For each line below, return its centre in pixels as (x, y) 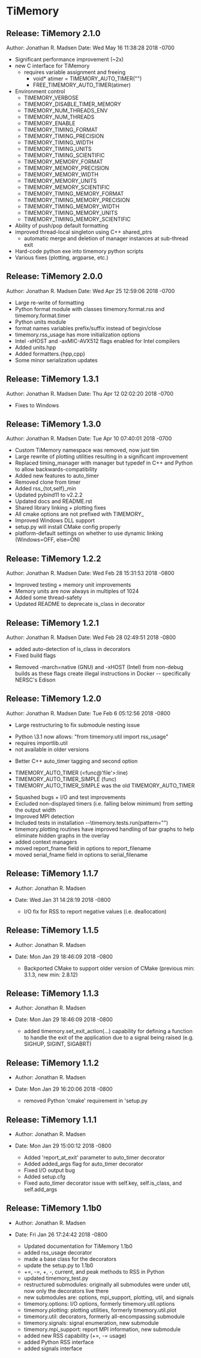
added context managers (46, 842)
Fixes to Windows (37, 405)
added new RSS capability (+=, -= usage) (75, 1335)
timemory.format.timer (43, 315)
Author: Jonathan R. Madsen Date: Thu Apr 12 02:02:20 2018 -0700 (90, 394)
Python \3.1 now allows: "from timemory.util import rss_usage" (91, 736)
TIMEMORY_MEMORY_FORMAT (63, 162)
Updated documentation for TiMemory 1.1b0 (78, 1246)
